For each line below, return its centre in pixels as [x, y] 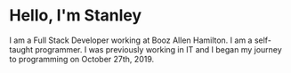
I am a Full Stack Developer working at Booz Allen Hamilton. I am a [131, 40]
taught [21, 49]
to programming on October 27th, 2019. [82, 59]
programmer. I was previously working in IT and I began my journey [158, 49]
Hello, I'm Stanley [76, 16]
